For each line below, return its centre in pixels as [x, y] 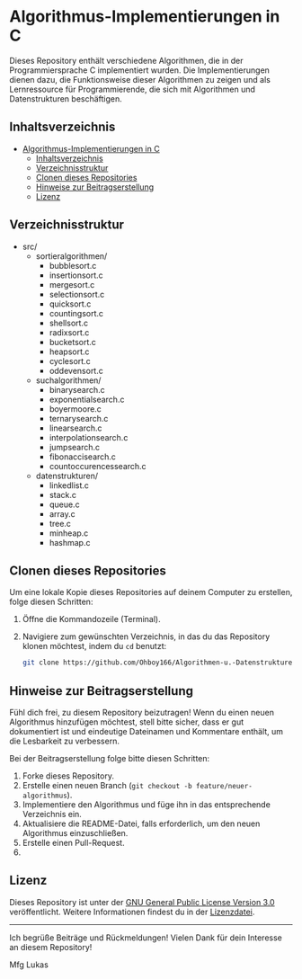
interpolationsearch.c [89, 437]
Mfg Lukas [29, 965]
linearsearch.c [75, 428]
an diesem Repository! [51, 947]
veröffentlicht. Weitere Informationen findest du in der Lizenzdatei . [132, 912]
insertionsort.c [76, 275]
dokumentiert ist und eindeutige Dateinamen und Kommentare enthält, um [147, 732]
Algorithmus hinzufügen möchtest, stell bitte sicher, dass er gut [127, 722]
